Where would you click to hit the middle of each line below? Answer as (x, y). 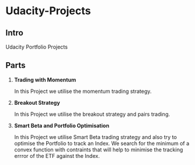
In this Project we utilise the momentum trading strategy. (83, 91)
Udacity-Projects (48, 11)
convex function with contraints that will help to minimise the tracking (99, 150)
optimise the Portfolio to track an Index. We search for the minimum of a (102, 143)
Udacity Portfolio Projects (37, 47)
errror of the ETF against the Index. (57, 156)
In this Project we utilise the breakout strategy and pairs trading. (92, 114)
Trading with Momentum (45, 80)
